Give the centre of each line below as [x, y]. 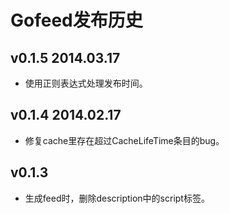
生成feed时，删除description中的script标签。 [117, 198]
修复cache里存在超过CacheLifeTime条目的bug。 [124, 140]
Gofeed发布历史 [76, 20]
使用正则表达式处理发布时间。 [86, 83]
